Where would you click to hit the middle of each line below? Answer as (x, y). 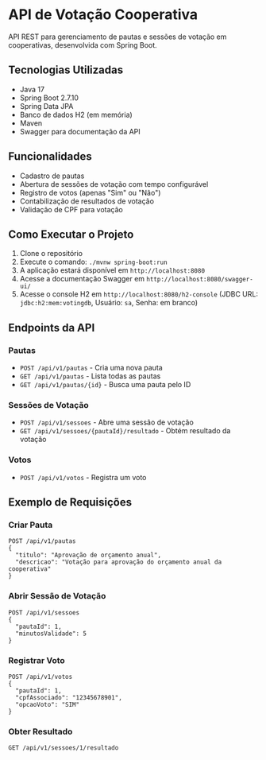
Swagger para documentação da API (80, 131)
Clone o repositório (51, 254)
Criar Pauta (31, 525)
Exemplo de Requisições (70, 502)
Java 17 (32, 89)
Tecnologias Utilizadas (66, 70)
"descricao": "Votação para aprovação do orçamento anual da (119, 562)
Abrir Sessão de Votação (57, 596)
